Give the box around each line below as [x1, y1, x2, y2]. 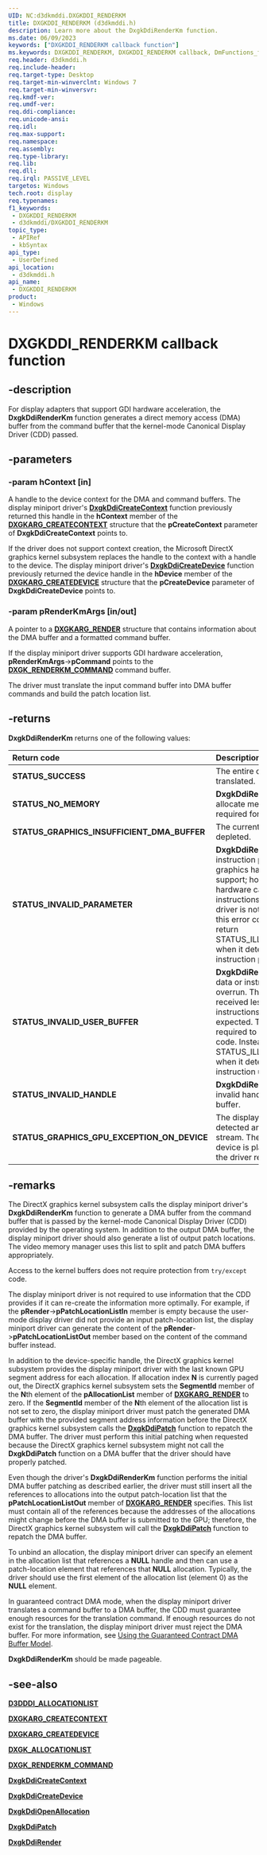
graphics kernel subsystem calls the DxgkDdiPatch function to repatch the [8, 1423, 253, 1433]
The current [215, 821, 260, 832]
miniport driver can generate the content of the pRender [8, 1323, 193, 1334]
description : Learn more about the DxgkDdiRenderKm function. [8, 26, 219, 34]
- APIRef [11, 234, 41, 242]
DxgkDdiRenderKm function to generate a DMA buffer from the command [8, 1208, 252, 1218]
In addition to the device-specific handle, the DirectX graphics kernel [8, 1356, 234, 1365]
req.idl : [8, 123, 37, 131]
